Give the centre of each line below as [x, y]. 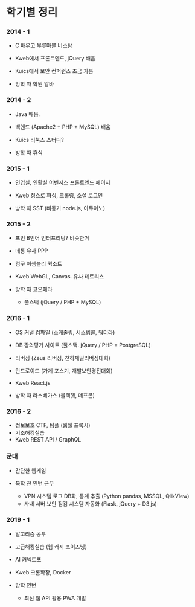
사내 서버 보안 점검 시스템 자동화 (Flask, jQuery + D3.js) [90, 504]
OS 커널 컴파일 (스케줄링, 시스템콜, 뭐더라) [65, 332]
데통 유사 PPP [31, 251]
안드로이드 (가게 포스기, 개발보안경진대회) [64, 371]
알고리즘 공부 [30, 534]
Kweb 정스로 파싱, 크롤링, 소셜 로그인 [59, 195]
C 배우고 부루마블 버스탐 [43, 45]
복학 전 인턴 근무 [34, 483]
